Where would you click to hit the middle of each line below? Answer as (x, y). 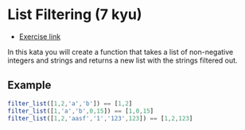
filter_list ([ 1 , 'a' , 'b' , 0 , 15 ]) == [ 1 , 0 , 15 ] (81, 111)
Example (29, 85)
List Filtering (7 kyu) (75, 15)
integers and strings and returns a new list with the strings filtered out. (122, 60)
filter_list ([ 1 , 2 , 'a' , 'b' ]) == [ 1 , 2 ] (70, 103)
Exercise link (40, 36)
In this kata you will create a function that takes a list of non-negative (121, 52)
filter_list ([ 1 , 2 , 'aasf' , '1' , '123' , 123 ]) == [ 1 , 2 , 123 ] (100, 118)
